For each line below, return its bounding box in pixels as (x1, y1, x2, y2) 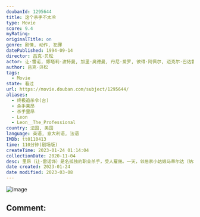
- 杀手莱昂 (11, 103, 35, 109)
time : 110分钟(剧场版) (6, 141, 58, 148)
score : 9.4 (6, 25, 33, 32)
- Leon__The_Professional (11, 120, 76, 126)
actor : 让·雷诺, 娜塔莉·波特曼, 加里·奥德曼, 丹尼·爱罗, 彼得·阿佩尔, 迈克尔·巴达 (6, 58, 192, 64)
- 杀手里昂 (11, 108, 35, 114)
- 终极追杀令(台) (11, 97, 49, 103)
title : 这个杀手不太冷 (6, 14, 57, 20)
